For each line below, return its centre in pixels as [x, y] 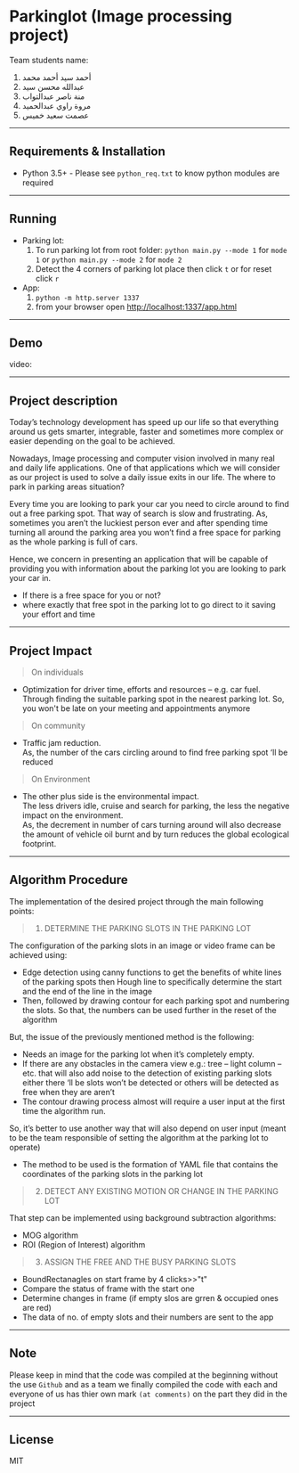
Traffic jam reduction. [61, 743]
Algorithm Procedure [69, 880]
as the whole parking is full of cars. [73, 542]
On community [58, 725]
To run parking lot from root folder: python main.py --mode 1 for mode [161, 250]
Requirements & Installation [88, 152]
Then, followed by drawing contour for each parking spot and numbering [156, 1001]
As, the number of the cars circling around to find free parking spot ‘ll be [155, 752]
